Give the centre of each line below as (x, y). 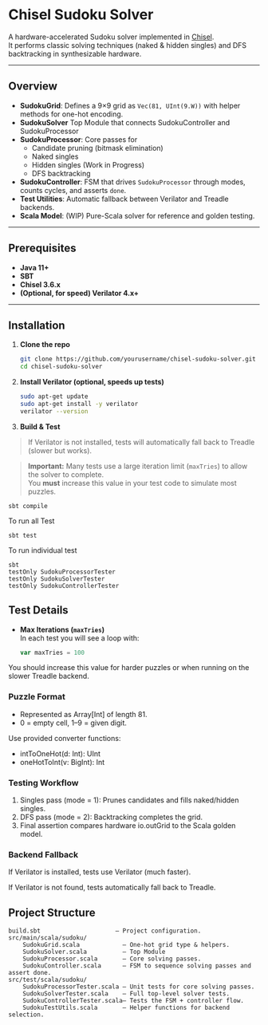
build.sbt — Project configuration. (105, 931)
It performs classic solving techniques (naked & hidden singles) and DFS (128, 45)
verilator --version (54, 411)
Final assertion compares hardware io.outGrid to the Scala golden (128, 826)
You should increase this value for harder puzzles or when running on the (129, 668)
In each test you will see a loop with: (79, 638)
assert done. (30, 973)
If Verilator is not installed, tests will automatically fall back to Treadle (141, 442)
